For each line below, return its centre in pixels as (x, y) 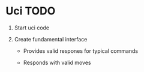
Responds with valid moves (57, 62)
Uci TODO (31, 11)
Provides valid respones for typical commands (81, 51)
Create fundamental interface (51, 39)
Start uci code (32, 28)
